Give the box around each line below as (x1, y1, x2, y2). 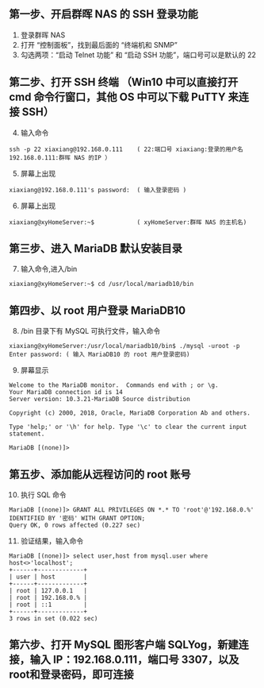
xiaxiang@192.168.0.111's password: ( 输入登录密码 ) (9, 186, 187, 194)
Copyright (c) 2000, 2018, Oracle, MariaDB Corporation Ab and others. (9, 409, 251, 417)
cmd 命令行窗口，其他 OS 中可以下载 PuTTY (9, 91, 226, 104)
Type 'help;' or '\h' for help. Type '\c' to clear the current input (9, 423, 247, 431)
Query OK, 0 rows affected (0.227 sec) (9, 521, 141, 530)
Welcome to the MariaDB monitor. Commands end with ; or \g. (9, 381, 219, 389)
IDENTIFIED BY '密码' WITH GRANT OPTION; (9, 515, 146, 523)
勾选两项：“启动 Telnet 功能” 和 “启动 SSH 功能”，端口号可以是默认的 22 (20, 50, 256, 60)
